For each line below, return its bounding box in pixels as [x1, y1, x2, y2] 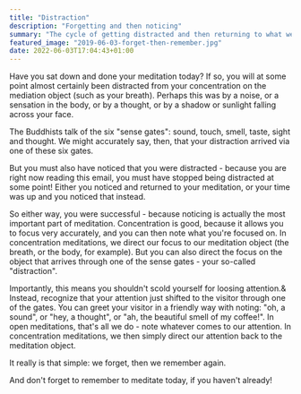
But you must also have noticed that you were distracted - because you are [9, 163, 287, 174]
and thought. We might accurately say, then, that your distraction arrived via [9, 136, 290, 147]
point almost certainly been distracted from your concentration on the [9, 81, 267, 91]
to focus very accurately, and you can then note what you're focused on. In [9, 227, 287, 238]
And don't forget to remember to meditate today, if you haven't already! [9, 375, 273, 386]
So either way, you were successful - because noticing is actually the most [9, 209, 286, 219]
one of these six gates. [9, 145, 94, 157]
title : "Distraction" [9, 13, 90, 22]
